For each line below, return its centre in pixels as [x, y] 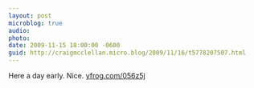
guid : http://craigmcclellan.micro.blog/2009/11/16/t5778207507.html [127, 53]
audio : [19, 30]
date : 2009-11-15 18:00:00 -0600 [64, 46]
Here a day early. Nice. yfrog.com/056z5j [77, 76]
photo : [19, 38]
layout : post [30, 16]
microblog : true [35, 23]
